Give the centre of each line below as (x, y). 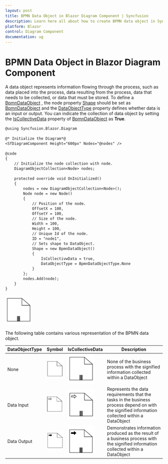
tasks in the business (128, 399)
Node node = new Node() (48, 193)
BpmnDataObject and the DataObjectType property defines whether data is (83, 108)
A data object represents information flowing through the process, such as (82, 87)
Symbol (55, 349)
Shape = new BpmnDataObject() (63, 249)
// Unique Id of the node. (60, 234)
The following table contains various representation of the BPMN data (77, 333)
